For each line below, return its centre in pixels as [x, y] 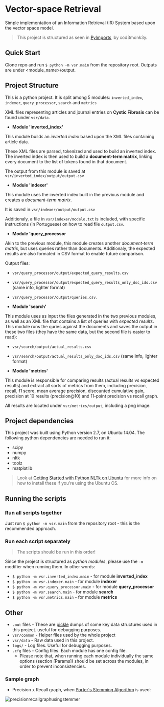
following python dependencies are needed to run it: [58, 438]
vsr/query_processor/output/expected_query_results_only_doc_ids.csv [85, 282]
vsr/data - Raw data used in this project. [53, 640]
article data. [17, 142]
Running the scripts [36, 499]
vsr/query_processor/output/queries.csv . [54, 297]
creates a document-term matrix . [38, 200]
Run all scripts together [34, 513]
